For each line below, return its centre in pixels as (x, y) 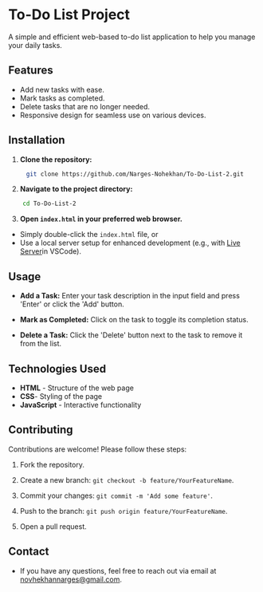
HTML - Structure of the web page (77, 388)
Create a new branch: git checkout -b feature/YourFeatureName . (127, 480)
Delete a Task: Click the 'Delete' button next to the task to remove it (131, 335)
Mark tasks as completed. (62, 98)
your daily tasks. (35, 45)
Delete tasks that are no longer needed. (84, 106)
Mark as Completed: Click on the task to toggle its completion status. (134, 320)
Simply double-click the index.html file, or (89, 235)
